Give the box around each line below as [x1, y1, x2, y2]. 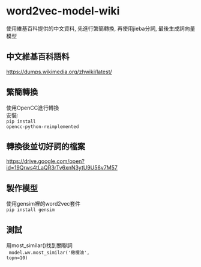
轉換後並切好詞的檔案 [6, 141, 85, 152]
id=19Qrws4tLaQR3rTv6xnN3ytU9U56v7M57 [6, 164, 118, 171]
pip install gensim [6, 207, 55, 213]
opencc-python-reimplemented [6, 123, 79, 130]
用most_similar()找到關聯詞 [6, 242, 73, 249]
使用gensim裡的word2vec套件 [6, 200, 81, 207]
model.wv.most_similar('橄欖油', [8, 250, 90, 256]
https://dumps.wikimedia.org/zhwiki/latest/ [6, 68, 112, 75]
